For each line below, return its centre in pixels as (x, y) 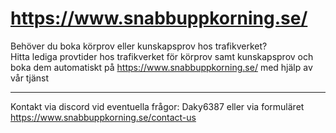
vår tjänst (30, 78)
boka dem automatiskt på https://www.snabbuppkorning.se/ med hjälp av (161, 67)
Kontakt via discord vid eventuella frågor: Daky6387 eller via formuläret (157, 106)
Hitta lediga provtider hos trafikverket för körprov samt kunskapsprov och (162, 56)
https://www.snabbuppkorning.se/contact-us (103, 117)
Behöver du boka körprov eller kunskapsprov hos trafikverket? (139, 46)
